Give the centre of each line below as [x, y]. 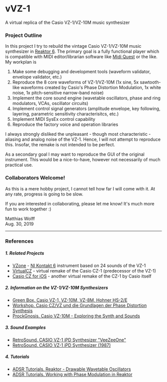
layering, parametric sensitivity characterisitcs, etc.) [66, 114]
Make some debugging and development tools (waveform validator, [82, 72]
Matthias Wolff [20, 218]
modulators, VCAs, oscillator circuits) [50, 103]
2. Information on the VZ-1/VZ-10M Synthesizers [57, 288]
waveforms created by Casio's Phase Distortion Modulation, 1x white [91, 88]
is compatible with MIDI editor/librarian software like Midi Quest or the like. [81, 57]
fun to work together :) [28, 209]
